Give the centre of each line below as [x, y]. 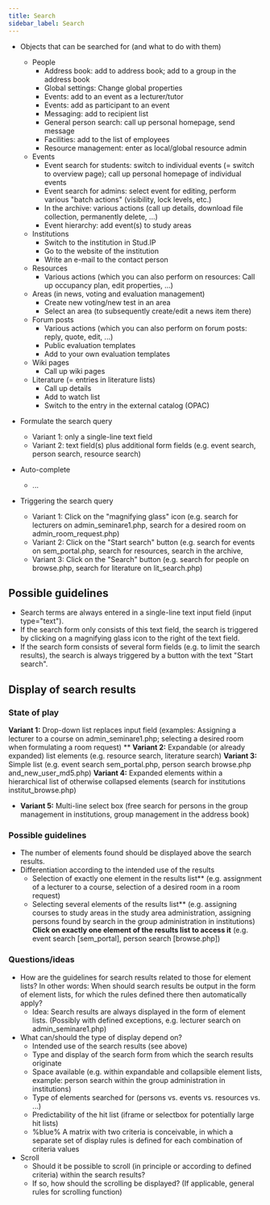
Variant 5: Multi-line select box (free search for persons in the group [134, 806]
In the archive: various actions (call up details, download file [143, 208]
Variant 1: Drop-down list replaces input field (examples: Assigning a [122, 730]
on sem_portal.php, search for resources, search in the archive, [137, 551]
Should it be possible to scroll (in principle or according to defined [142, 1166]
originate [47, 1063]
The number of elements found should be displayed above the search [136, 853]
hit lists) [45, 1123]
